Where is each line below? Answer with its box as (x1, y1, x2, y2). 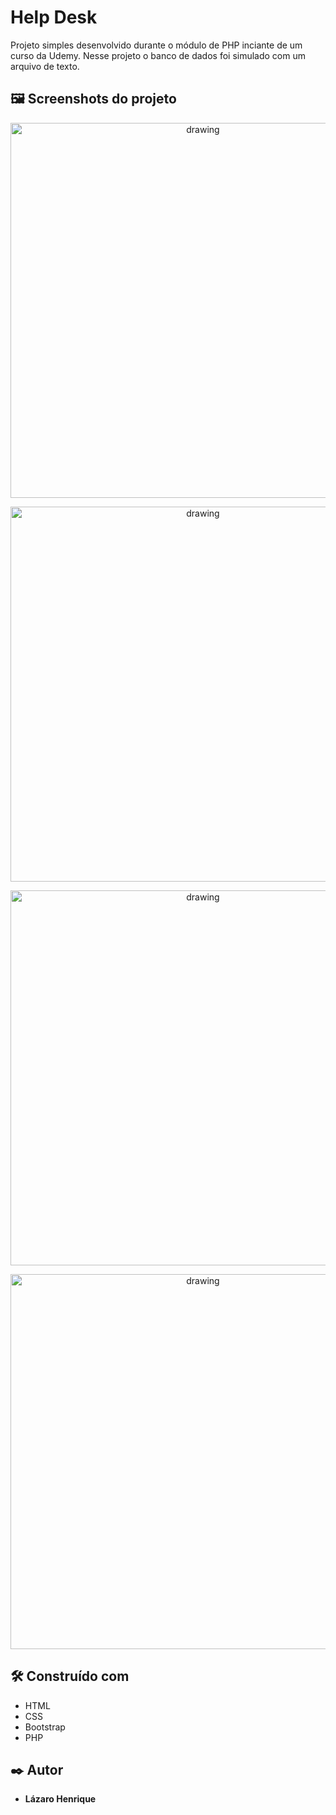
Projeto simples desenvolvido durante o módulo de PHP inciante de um (10, 39, 303, 51)
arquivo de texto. (10, 60, 80, 72)
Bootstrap (24, 1721, 66, 1733)
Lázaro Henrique (24, 1793, 97, 1805)
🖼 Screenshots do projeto (10, 91, 177, 108)
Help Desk (10, 6, 98, 29)
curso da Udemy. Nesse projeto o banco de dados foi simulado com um (10, 49, 307, 61)
